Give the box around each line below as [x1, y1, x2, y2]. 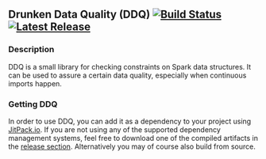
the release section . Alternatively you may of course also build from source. [8, 142, 256, 151]
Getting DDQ [8, 98, 58, 109]
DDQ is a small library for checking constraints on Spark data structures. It [8, 62, 252, 71]
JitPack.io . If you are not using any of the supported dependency [8, 124, 221, 134]
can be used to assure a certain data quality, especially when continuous [8, 70, 247, 80]
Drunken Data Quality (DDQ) [8, 8, 151, 21]
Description [8, 44, 55, 55]
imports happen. [8, 78, 62, 88]
